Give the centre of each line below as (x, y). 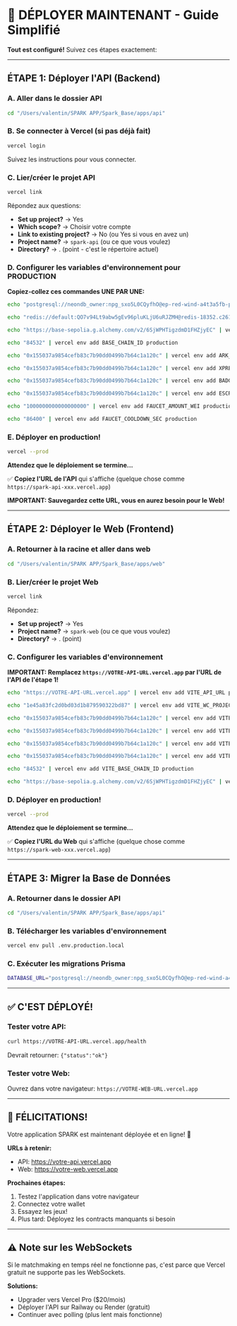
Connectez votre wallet (51, 1204)
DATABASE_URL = (28, 978)
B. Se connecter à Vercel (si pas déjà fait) (79, 131)
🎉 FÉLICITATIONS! (48, 1117)
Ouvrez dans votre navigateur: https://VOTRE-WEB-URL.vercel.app (103, 1088)
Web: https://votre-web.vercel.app (68, 1169)
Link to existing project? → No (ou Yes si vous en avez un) (103, 234)
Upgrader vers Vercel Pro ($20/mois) (71, 1299)
